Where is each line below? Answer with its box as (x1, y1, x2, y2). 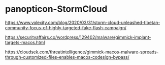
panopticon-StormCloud (5, 3, 107, 15)
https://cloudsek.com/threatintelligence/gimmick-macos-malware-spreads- (5, 49, 159, 55)
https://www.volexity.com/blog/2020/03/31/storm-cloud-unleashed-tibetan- (5, 20, 161, 25)
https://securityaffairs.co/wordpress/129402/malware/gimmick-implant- (5, 34, 151, 40)
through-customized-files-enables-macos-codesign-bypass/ (5, 54, 130, 60)
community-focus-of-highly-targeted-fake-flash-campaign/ (5, 24, 127, 30)
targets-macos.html (5, 39, 45, 45)
